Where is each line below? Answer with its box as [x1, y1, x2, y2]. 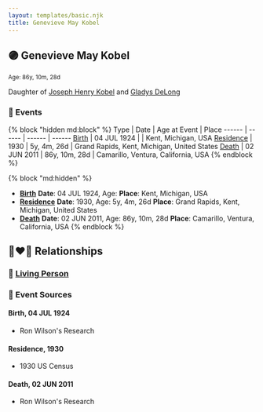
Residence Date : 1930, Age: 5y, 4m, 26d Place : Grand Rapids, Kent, [19, 197, 240, 206]
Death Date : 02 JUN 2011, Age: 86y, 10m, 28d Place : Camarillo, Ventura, [19, 213, 255, 223]
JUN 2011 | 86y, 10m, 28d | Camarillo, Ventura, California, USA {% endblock [8, 150, 254, 159]
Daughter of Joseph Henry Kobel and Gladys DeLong [8, 87, 181, 97]
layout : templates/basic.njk [8, 11, 104, 20]
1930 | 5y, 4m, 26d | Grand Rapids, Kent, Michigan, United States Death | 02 [8, 141, 254, 151]
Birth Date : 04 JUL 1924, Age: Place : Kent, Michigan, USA [19, 188, 208, 198]
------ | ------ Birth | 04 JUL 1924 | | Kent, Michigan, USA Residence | [27, 133, 253, 142]
